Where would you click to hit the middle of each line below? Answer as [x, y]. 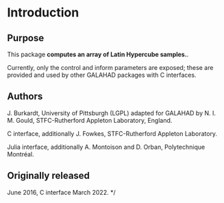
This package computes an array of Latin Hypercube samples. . [98, 54]
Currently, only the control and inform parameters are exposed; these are [110, 68]
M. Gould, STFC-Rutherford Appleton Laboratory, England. [90, 120]
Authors [25, 96]
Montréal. [21, 154]
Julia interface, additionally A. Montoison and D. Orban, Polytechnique [106, 147]
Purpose [26, 38]
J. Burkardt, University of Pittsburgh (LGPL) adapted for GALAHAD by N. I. [112, 113]
